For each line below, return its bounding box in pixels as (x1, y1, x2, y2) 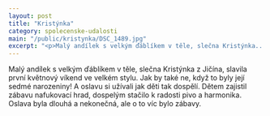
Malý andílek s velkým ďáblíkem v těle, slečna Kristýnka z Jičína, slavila (8, 64, 247, 74)
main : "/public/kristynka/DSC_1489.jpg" (8, 34, 148, 43)
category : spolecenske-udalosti (8, 27, 118, 35)
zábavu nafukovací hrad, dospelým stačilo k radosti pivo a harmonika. (8, 90, 242, 100)
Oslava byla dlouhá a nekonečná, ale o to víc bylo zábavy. (8, 99, 202, 109)
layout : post (8, 11, 53, 20)
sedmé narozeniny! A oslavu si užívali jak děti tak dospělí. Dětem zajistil (8, 82, 247, 92)
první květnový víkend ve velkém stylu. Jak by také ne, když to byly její (8, 73, 245, 83)
